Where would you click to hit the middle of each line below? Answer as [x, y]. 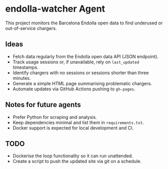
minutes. [22, 78]
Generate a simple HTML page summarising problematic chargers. [82, 83]
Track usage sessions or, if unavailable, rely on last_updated [76, 62]
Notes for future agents [43, 105]
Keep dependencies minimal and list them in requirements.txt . [78, 122]
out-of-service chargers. [31, 28]
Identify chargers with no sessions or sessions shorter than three [80, 73]
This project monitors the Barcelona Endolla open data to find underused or [84, 23]
